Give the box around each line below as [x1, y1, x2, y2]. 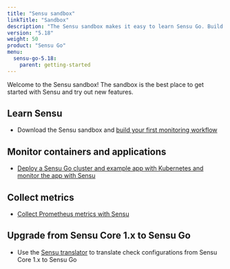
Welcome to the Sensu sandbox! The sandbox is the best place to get [7, 80, 205, 88]
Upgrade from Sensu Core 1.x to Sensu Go [7, 230, 191, 241]
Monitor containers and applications [7, 146, 167, 157]
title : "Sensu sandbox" [7, 10, 76, 17]
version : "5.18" [7, 29, 54, 37]
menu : [7, 49, 23, 56]
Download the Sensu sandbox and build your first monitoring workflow [17, 126, 218, 134]
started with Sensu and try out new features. [7, 88, 134, 96]
